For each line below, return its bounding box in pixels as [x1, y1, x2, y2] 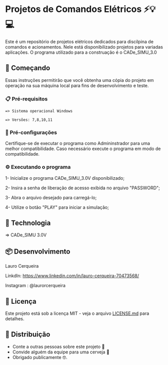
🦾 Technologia [5, 219, 51, 227]
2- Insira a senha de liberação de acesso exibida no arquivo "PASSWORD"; [5, 185, 160, 191]
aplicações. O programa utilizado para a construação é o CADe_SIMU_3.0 [5, 49, 157, 55]
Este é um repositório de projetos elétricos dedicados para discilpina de [5, 38, 154, 45]
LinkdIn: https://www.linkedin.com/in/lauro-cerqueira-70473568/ [5, 273, 139, 279]
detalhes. [5, 316, 25, 322]
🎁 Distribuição [5, 330, 51, 339]
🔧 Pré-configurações [5, 129, 57, 136]
